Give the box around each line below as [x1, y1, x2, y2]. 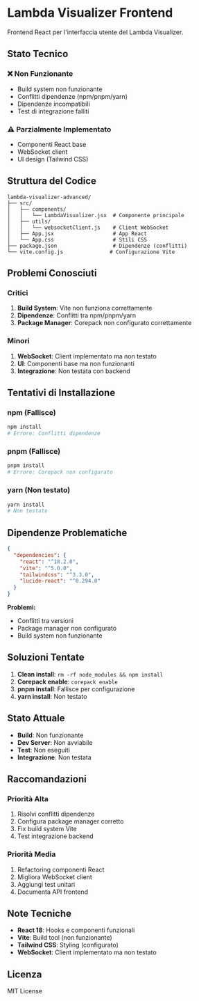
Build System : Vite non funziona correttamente [17, 304, 153, 313]
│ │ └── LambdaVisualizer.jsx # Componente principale [7, 212, 185, 219]
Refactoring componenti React [17, 865, 105, 874]
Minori [7, 336, 30, 346]
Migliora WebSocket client [17, 872, 92, 881]
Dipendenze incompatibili [17, 100, 90, 108]
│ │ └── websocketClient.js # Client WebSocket [7, 224, 169, 231]
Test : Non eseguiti [17, 746, 71, 754]
